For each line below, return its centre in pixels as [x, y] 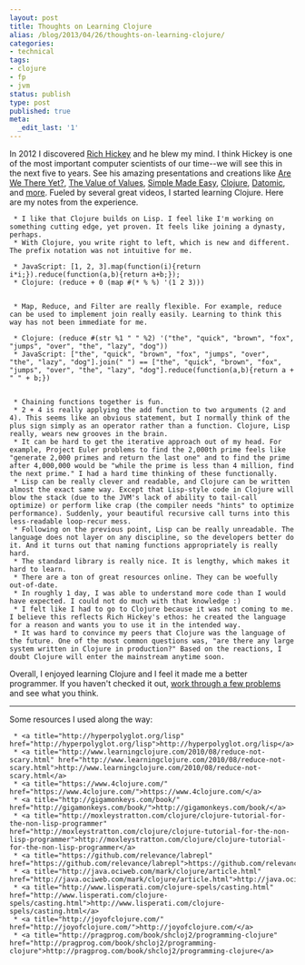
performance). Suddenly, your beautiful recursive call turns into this [150, 513]
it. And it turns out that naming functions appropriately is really [144, 545]
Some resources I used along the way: [81, 719]
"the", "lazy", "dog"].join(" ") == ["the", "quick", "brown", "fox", [146, 362]
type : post [30, 102]
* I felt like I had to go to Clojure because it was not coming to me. [154, 609]
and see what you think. [54, 693]
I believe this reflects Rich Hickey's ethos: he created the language [148, 617]
